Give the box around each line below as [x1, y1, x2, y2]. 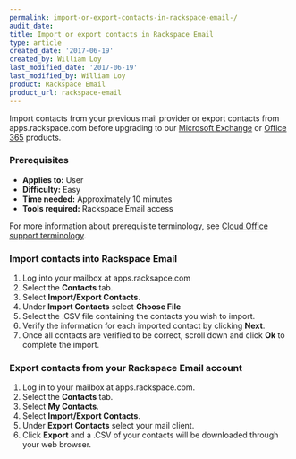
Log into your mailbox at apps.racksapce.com [21, 273, 190, 283]
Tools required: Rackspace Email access [21, 203, 173, 213]
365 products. [9, 132, 62, 143]
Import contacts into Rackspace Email [9, 252, 177, 264]
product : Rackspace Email [9, 80, 106, 89]
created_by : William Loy [9, 55, 102, 64]
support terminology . [9, 229, 87, 240]
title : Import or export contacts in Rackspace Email [9, 30, 215, 39]
